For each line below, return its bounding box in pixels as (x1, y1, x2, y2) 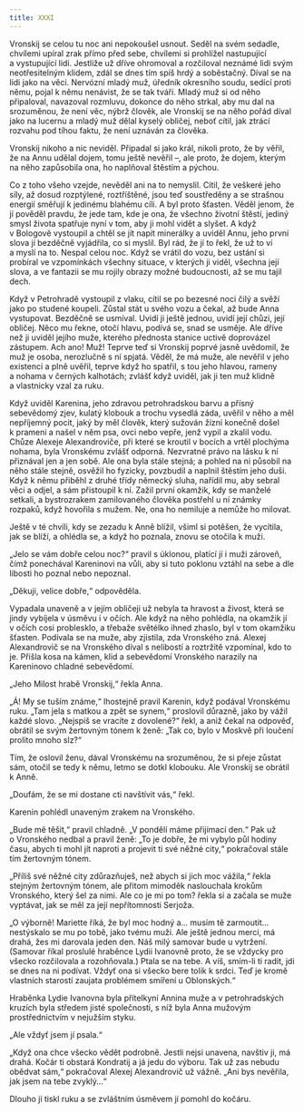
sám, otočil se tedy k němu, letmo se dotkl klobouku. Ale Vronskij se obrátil (9, 761, 290, 772)
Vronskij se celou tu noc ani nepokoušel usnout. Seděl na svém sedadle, (9, 38, 279, 49)
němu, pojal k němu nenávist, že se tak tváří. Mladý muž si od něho (9, 86, 261, 97)
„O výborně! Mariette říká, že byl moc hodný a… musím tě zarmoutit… (9, 917, 270, 928)
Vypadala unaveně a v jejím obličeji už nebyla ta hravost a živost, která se (9, 602, 284, 613)
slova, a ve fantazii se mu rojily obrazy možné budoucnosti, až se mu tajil (9, 266, 282, 277)
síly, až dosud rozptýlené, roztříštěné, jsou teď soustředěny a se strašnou (9, 189, 284, 200)
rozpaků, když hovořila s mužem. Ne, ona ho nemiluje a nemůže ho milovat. (9, 503, 292, 514)
